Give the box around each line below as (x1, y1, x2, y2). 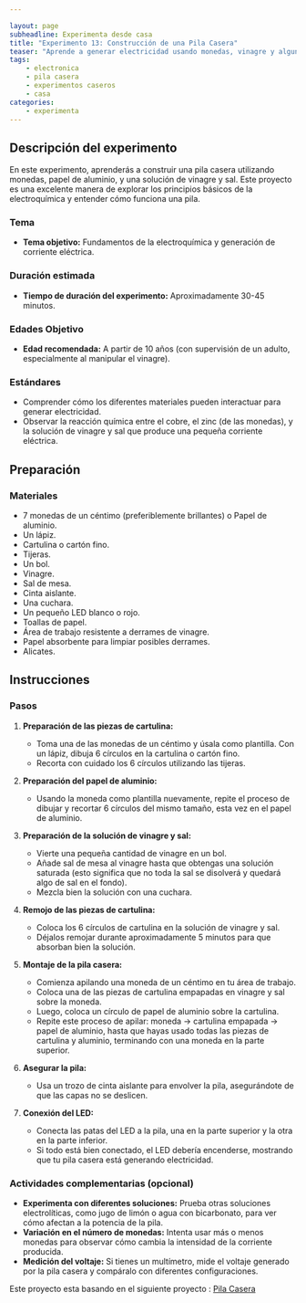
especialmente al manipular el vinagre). (22, 353, 170, 364)
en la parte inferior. (36, 1134, 107, 1146)
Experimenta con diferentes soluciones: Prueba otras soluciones (22, 1198, 271, 1209)
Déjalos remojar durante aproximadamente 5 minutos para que (36, 931, 271, 942)
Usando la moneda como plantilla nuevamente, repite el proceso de (36, 793, 290, 804)
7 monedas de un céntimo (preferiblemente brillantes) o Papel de (22, 510, 267, 521)
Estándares (9, 376, 61, 388)
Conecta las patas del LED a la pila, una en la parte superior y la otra (36, 1125, 293, 1136)
